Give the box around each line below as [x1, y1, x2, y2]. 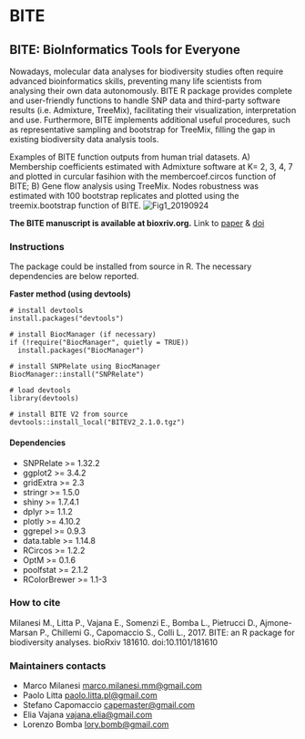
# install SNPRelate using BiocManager [9, 362, 161, 371]
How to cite [9, 597, 61, 609]
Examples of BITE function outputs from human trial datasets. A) [9, 151, 250, 162]
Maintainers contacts [9, 659, 107, 671]
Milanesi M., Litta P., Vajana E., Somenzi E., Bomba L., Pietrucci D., [9, 617, 258, 628]
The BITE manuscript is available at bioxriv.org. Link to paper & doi [9, 218, 265, 228]
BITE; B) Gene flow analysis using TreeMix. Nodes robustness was [9, 181, 259, 192]
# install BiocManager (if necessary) [9, 330, 157, 339]
